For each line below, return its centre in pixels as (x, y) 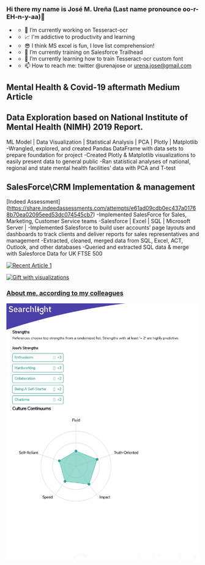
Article (20, 97)
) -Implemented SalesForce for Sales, (140, 215)
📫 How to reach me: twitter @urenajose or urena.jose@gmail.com (108, 65)
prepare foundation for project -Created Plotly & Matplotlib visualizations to (101, 155)
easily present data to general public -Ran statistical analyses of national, (99, 161)
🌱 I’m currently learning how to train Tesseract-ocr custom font (104, 59)
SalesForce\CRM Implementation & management (101, 187)
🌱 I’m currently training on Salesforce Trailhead (84, 52)
